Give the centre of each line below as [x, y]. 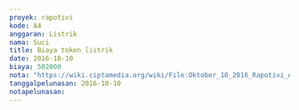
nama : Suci [29, 42]
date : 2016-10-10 [41, 59]
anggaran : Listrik [43, 34]
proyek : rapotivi [41, 17]
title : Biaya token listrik [61, 51]
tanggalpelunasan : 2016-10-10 [65, 83]
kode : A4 [25, 26]
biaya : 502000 [36, 67]
